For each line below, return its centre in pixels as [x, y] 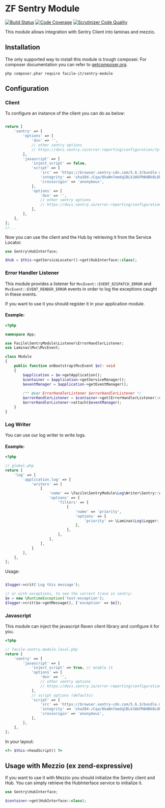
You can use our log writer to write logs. [45, 435]
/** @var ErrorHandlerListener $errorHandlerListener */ [82, 393]
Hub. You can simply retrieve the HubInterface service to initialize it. [74, 783]
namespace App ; [21, 334]
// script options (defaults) [62, 695]
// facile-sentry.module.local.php [41, 649]
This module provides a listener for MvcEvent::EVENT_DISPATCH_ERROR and [78, 284]
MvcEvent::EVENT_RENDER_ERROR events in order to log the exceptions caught [81, 289]
